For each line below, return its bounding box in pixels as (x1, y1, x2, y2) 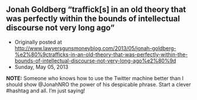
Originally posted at (14, 38, 62, 46)
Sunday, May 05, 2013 (14, 63, 69, 70)
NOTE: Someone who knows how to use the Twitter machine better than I (6, 74, 184, 81)
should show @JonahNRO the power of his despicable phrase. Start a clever (6, 81, 191, 88)
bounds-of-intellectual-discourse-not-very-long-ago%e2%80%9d (14, 57, 176, 64)
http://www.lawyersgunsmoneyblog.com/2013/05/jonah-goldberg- (14, 44, 176, 51)
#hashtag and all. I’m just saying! (6, 87, 86, 94)
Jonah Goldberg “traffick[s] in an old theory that (6, 5, 186, 15)
